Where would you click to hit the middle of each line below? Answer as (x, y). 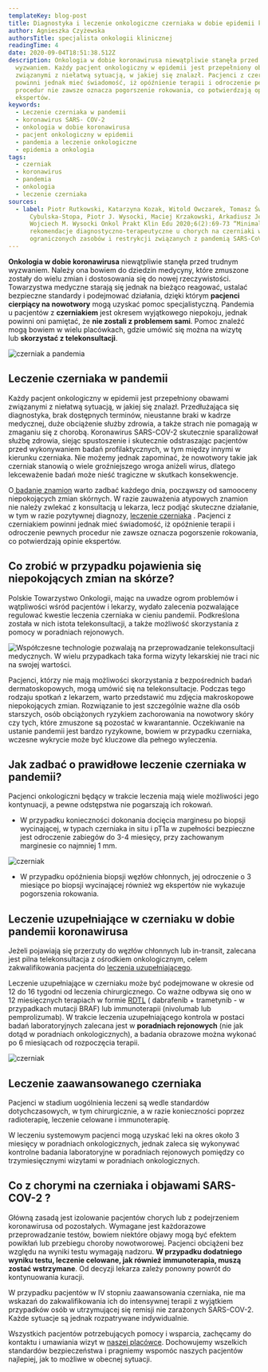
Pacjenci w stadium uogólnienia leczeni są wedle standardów (109, 1102)
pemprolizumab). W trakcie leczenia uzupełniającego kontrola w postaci (126, 1018)
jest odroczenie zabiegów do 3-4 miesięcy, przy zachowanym (122, 838)
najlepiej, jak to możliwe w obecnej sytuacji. (80, 1359)
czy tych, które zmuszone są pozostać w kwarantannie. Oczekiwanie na (127, 722)
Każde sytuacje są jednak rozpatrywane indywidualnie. (99, 1318)
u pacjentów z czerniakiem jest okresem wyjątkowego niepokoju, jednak (128, 312)
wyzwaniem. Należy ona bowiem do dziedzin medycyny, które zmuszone (129, 270)
